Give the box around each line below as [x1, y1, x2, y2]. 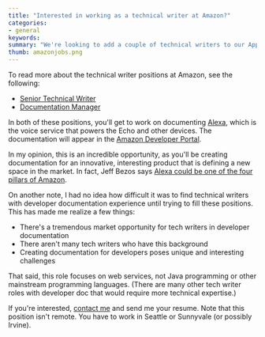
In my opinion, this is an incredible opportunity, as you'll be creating [8, 150, 228, 159]
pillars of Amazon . [8, 175, 67, 184]
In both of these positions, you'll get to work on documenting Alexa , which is [8, 118, 257, 127]
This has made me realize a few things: [8, 207, 136, 216]
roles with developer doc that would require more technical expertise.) [8, 288, 237, 297]
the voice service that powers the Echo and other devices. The [8, 126, 212, 135]
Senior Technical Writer [19, 94, 96, 103]
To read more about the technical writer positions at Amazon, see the [8, 70, 233, 79]
